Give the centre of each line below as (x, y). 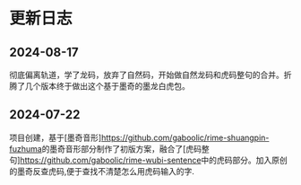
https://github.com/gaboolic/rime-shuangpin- (185, 137)
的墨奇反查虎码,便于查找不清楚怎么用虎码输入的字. (102, 171)
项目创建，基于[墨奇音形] (56, 137)
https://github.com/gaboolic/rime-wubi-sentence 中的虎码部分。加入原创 (154, 160)
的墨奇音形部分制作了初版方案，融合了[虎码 (121, 148)
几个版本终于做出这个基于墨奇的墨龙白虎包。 (107, 86)
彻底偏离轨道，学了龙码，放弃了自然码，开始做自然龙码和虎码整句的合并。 (146, 75)
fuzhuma (26, 148)
